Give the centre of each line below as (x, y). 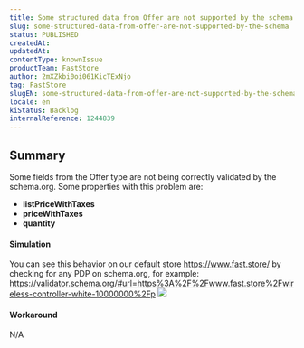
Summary (38, 155)
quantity (39, 223)
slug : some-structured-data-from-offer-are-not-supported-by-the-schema (149, 26)
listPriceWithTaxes (58, 203)
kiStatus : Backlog (44, 110)
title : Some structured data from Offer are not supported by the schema (152, 18)
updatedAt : (30, 52)
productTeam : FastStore (54, 69)
